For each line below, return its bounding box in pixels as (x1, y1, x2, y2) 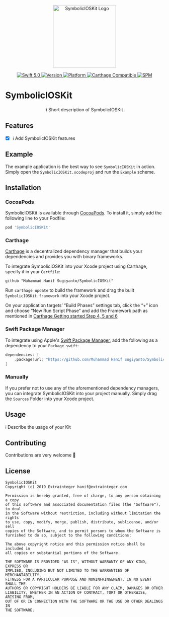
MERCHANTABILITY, (5, 573, 42, 578)
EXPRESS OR (5, 564, 28, 569)
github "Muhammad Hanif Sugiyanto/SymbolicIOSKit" (5, 278, 114, 284)
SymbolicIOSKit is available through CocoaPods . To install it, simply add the (5, 210, 162, 216)
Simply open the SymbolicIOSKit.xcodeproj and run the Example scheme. (5, 169, 155, 175)
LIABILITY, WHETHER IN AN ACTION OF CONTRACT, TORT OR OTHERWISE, (5, 590, 147, 595)
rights (5, 515, 19, 520)
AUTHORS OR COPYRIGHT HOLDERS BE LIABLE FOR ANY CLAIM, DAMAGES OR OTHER (5, 586, 163, 591)
